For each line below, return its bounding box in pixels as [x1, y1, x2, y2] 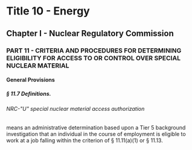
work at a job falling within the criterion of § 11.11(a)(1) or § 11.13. [6, 137, 163, 144]
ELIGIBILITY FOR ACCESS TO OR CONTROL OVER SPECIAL [6, 54, 181, 62]
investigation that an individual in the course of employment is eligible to [6, 130, 186, 137]
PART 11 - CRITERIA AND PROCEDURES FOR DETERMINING [6, 46, 182, 55]
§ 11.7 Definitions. [6, 90, 51, 97]
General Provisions [6, 77, 56, 84]
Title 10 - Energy [6, 4, 91, 18]
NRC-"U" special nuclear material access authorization [6, 105, 145, 113]
